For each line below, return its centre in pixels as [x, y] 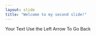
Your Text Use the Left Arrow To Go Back [48, 28]
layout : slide [20, 10]
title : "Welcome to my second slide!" [46, 14]
